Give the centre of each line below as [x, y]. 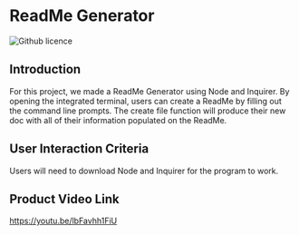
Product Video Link [64, 199]
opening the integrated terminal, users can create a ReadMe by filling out [146, 101]
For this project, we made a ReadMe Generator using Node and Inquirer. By [149, 91]
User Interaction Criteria [79, 149]
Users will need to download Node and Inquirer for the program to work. [144, 171]
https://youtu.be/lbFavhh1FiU [63, 221]
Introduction [45, 69]
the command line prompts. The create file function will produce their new [148, 111]
